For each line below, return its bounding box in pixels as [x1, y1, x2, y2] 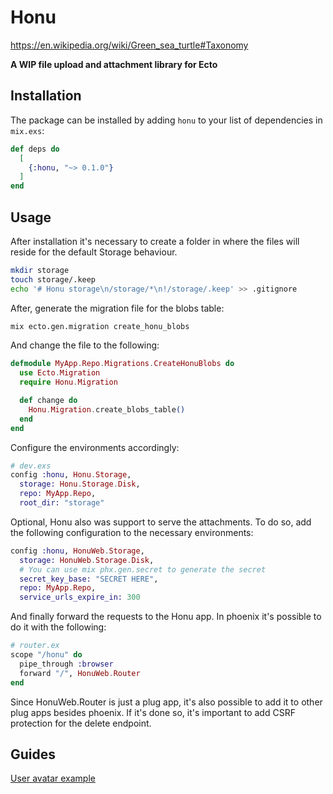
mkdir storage [10, 265, 70, 275]
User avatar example [10, 772, 96, 785]
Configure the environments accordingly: [10, 441, 180, 453]
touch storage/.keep [10, 274, 97, 285]
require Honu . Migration [19, 377, 118, 388]
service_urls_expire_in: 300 [19, 592, 141, 603]
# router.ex [10, 641, 60, 651]
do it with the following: [10, 621, 107, 633]
